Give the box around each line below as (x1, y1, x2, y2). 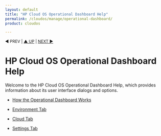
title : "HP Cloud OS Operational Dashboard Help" (5, 12, 109, 17)
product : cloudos (5, 21, 41, 26)
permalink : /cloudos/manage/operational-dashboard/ (5, 16, 113, 21)
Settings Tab (12, 126, 38, 132)
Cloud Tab (12, 116, 33, 122)
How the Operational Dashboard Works (12, 97, 92, 103)
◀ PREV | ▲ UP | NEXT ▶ (5, 39, 54, 44)
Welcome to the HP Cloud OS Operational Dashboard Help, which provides (5, 82, 156, 88)
